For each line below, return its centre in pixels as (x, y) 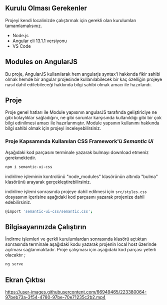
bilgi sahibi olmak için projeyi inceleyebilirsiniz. (53, 128)
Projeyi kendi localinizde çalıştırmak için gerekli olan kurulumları (71, 20)
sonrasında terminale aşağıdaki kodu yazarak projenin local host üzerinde (81, 244)
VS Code (21, 46)
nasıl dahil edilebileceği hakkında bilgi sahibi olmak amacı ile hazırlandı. (78, 84)
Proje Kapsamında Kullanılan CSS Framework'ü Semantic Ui (79, 141)
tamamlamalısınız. (24, 26)
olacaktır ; (15, 255)
